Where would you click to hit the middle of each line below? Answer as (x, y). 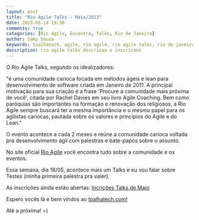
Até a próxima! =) (27, 211)
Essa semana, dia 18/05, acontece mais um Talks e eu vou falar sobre (91, 170)
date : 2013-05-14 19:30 (36, 23)
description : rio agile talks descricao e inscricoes (74, 50)
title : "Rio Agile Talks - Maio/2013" (54, 17)
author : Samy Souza (30, 39)
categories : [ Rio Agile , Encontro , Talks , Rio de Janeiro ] (81, 34)
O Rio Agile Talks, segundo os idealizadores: (60, 67)
